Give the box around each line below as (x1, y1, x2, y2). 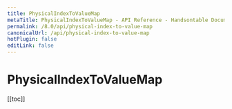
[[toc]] (7, 95, 26, 103)
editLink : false (7, 42, 54, 49)
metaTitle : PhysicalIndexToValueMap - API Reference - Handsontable (7, 17, 209, 23)
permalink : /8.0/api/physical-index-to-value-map (7, 23, 153, 30)
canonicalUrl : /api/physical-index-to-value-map (7, 29, 150, 37)
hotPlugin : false (7, 36, 57, 43)
